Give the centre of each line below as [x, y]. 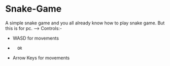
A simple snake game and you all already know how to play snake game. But [85, 23]
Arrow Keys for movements [41, 58]
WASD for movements [36, 38]
